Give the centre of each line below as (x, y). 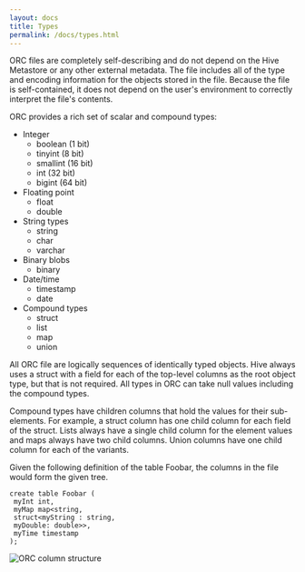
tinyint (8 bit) (60, 154)
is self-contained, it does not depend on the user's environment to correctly (151, 90)
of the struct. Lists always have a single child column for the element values (151, 431)
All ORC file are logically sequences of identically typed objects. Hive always (152, 365)
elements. (28, 421)
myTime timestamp (46, 534)
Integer (36, 135)
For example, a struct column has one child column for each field (170, 421)
